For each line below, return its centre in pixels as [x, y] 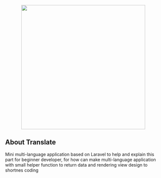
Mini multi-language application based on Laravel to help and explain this [80, 154]
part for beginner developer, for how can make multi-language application [80, 160]
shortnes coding [22, 170]
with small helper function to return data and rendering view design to [76, 165]
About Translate [30, 142]
